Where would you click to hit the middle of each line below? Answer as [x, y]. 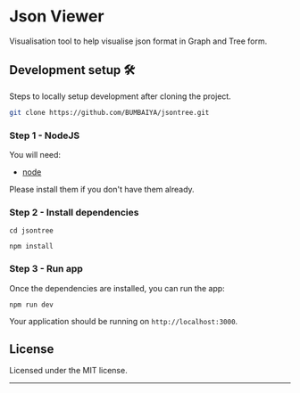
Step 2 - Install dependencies [74, 212]
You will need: [35, 154]
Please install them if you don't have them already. [102, 189]
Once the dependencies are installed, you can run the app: [117, 288]
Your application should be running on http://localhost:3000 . [124, 321]
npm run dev [31, 305]
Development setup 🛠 [72, 70]
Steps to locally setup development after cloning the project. [121, 96]
